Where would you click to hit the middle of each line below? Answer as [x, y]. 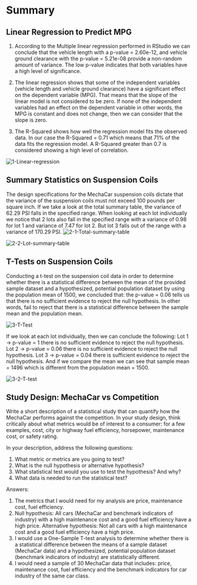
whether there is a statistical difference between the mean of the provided [96, 282]
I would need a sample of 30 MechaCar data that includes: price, [93, 563]
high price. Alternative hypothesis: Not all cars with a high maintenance [101, 526]
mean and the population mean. [45, 313]
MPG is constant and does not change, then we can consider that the [98, 114]
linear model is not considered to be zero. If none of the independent [98, 101]
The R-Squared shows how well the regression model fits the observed [101, 131]
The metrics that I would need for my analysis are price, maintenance [98, 501]
